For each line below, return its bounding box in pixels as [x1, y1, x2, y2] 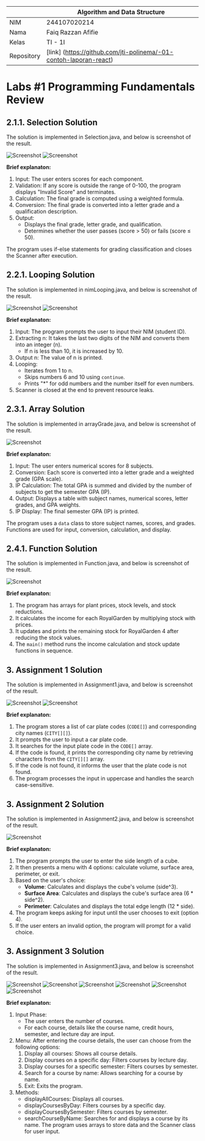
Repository [9, 52, 41, 60]
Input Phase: [15, 1010, 47, 1018]
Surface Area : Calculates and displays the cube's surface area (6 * [24, 889, 194, 897]
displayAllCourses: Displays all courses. [24, 1095, 124, 1103]
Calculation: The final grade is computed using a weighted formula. [15, 195, 184, 202]
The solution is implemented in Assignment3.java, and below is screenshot [6, 962, 194, 969]
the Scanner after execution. [6, 252, 78, 259]
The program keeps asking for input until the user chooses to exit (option [15, 909, 199, 916]
